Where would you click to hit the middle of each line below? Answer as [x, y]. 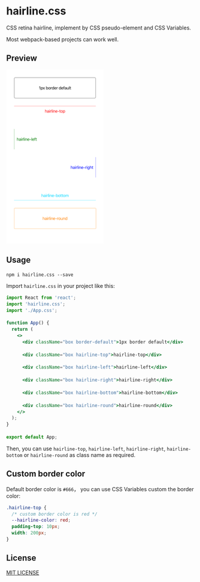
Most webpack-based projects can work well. [62, 39]
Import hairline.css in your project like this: [60, 286]
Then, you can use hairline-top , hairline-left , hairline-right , [86, 449]
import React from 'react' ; [41, 298]
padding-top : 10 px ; [36, 527]
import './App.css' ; [32, 310]
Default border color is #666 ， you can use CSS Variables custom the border [100, 489]
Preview [22, 58]
